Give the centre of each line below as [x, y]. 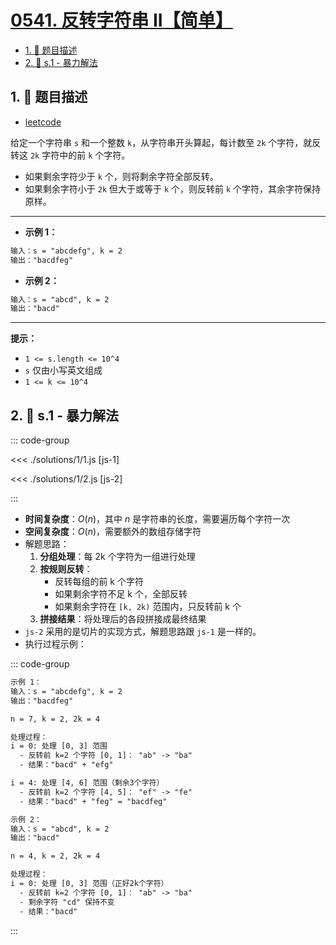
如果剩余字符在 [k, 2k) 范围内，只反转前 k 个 [148, 607]
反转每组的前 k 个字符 [99, 582]
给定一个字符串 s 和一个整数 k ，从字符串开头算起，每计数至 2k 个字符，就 [161, 142]
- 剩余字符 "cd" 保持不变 [67, 902]
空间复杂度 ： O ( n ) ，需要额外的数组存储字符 [113, 532]
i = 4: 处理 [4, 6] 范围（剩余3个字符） [87, 783]
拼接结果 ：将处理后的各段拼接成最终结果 [123, 619]
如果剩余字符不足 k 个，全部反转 [121, 594]
